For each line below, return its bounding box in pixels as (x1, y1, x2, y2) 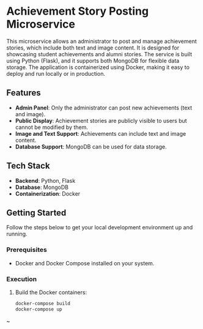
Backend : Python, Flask (15, 177, 76, 184)
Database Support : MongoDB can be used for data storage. (15, 142, 167, 150)
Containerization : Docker (15, 190, 81, 197)
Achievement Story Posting (6, 4, 149, 18)
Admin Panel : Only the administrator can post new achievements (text (15, 104, 193, 111)
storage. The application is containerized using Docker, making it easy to (6, 63, 190, 71)
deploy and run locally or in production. (6, 70, 106, 77)
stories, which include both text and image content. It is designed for (6, 44, 179, 51)
